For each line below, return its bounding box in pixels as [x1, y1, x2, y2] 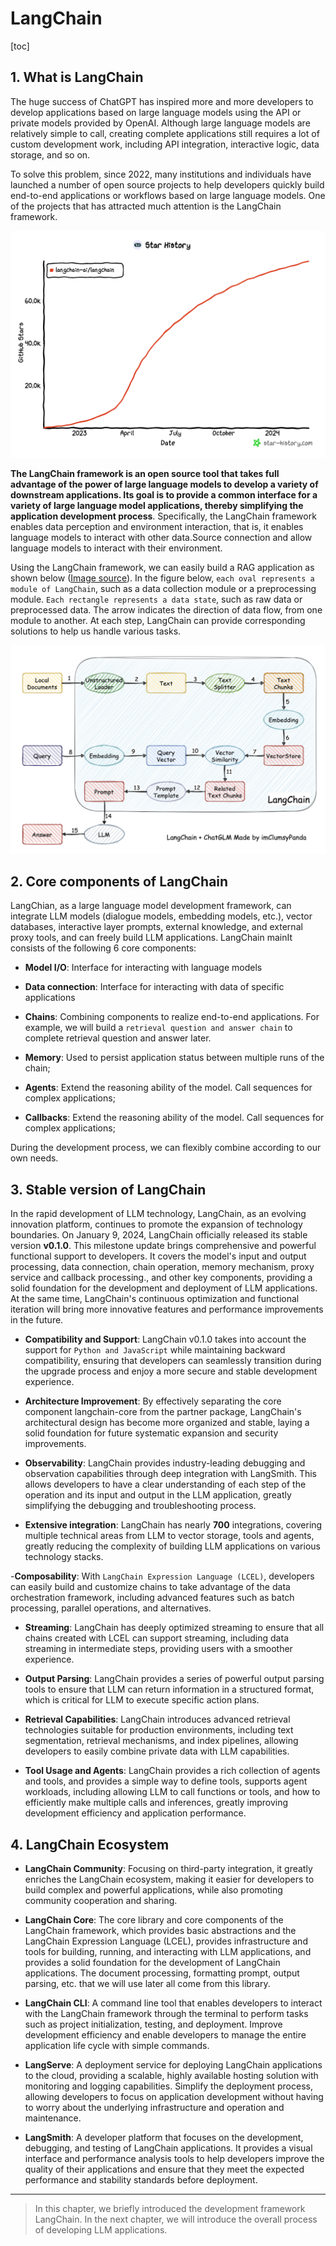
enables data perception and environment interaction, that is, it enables [10, 521, 304, 533]
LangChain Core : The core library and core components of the [24, 1913, 284, 1926]
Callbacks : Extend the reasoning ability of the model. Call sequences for [24, 1112, 325, 1124]
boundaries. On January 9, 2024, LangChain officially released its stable [10, 1229, 308, 1241]
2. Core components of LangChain [10, 873, 229, 890]
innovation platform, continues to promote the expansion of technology [10, 1218, 303, 1231]
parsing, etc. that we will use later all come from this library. [24, 1977, 271, 1989]
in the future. [10, 1314, 64, 1326]
